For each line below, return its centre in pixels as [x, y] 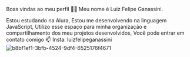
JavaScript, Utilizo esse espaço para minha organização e [76, 27]
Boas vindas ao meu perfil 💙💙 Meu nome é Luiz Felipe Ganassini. [85, 9]
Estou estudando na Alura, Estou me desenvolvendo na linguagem [86, 20]
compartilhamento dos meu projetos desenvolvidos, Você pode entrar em [95, 33]
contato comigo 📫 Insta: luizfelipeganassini [59, 39]
